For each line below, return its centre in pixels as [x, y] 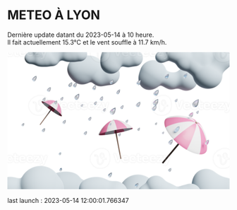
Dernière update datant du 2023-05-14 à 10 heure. [81, 35]
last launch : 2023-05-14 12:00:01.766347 [68, 201]
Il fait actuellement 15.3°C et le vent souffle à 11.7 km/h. [87, 42]
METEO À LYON [54, 15]
